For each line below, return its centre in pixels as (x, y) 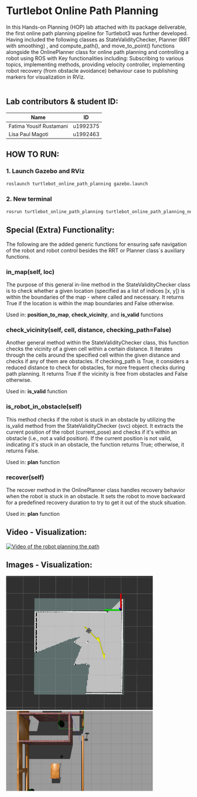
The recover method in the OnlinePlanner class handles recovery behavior (96, 490)
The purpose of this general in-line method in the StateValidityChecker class (98, 285)
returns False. (23, 451)
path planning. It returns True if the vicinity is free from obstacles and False (97, 374)
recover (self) (25, 477)
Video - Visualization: (47, 532)
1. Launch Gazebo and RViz (45, 171)
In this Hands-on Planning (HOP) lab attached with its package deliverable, (96, 27)
